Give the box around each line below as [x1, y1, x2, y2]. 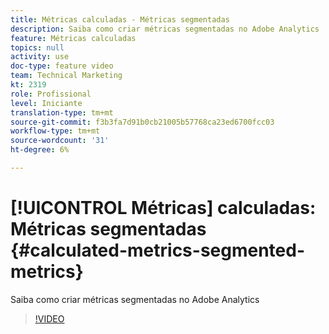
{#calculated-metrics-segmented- [10, 239, 306, 262]
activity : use [10, 52, 70, 62]
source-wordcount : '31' [10, 136, 110, 146]
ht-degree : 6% [10, 145, 70, 155]
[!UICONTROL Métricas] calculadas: [10, 197, 317, 220]
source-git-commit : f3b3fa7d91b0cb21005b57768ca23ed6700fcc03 [10, 117, 275, 127]
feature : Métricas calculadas [10, 33, 137, 43]
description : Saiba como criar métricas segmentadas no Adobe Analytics [10, 24, 320, 34]
